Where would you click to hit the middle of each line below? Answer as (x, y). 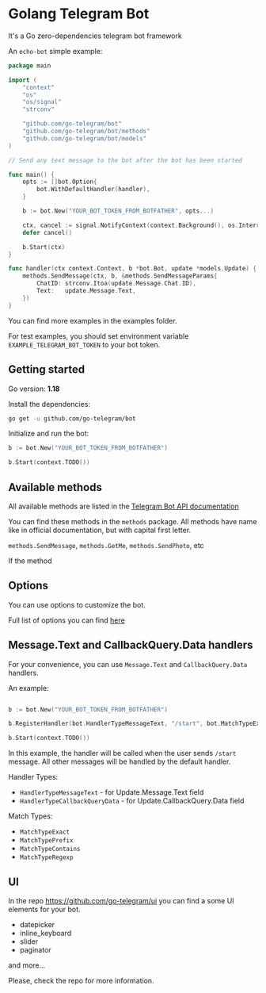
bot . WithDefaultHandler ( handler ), (93, 190)
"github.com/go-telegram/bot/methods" (86, 132)
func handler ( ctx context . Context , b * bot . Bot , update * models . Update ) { (133, 269)
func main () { (32, 174)
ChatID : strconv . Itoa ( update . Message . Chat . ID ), (116, 284)
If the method (30, 561)
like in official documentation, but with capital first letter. (100, 530)
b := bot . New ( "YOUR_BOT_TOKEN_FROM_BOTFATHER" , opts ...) (118, 211)
